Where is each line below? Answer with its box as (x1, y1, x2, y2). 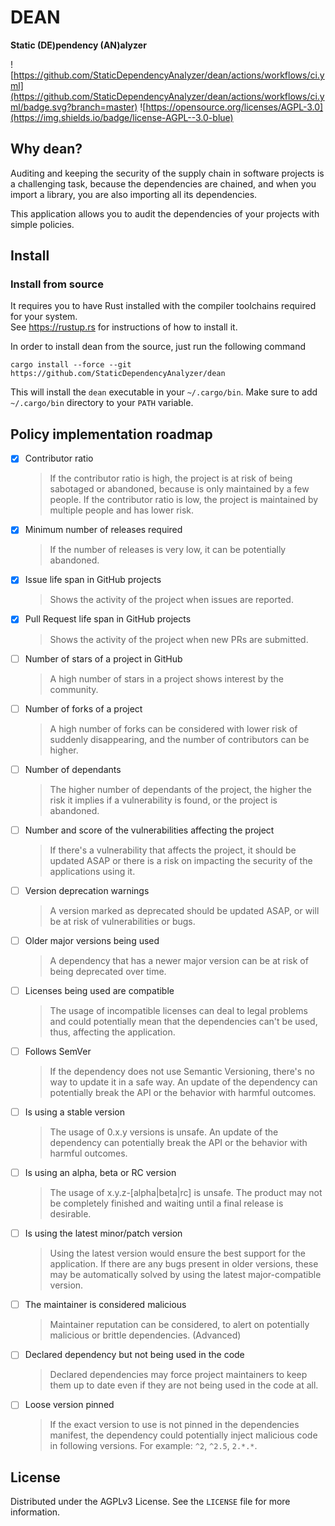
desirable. (49, 1208, 92, 1220)
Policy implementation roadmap (10, 426, 213, 443)
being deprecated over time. (49, 965, 167, 977)
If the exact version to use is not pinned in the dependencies (49, 1419, 300, 1431)
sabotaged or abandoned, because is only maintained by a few (49, 483, 310, 495)
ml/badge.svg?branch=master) (10, 101, 138, 113)
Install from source (10, 277, 104, 291)
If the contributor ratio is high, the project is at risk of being (49, 472, 293, 485)
